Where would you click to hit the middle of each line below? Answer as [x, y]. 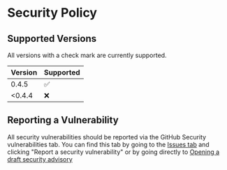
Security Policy [52, 13]
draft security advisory [40, 159]
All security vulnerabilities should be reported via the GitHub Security [107, 137]
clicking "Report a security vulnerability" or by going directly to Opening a [113, 152]
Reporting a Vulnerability [63, 120]
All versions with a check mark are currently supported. [87, 55]
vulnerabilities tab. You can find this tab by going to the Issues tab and [108, 144]
